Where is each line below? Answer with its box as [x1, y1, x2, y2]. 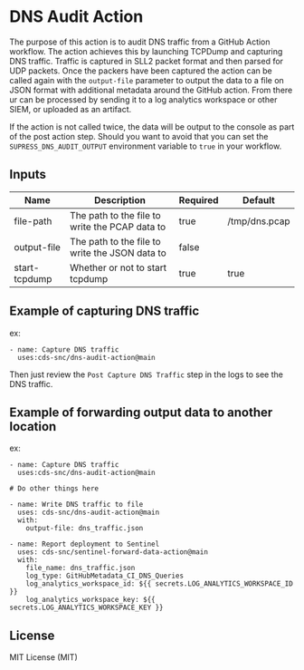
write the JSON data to [69, 247, 167, 259]
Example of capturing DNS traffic [9, 304, 200, 319]
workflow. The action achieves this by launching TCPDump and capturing [9, 45, 283, 56]
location [9, 419, 57, 434]
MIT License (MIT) [9, 652, 79, 663]
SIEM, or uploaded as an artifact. [9, 103, 132, 114]
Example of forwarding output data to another [9, 404, 273, 420]
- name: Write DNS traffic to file [9, 500, 144, 510]
